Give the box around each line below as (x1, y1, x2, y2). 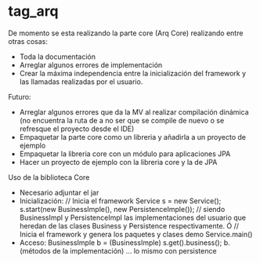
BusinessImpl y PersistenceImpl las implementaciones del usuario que (19, 213, 247, 222)
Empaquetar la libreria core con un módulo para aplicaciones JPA (19, 148, 231, 159)
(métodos (19, 246, 51, 255)
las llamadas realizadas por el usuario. (19, 77, 143, 86)
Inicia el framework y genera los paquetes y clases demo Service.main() (19, 229, 253, 239)
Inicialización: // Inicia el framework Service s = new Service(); (19, 195, 222, 206)
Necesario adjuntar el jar (19, 188, 99, 197)
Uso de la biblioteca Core (8, 172, 90, 182)
